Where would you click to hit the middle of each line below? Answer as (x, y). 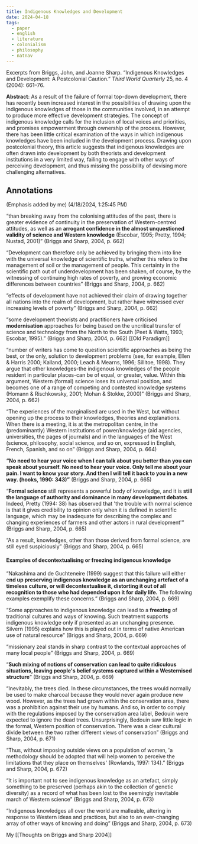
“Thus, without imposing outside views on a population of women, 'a (90, 750)
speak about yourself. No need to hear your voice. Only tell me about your (98, 467)
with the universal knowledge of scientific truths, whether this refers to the (97, 259)
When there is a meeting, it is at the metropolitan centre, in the (82, 424)
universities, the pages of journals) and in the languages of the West (89, 437)
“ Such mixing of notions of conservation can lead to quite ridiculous (91, 664)
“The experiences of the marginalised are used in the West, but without (93, 412)
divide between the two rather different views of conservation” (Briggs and (97, 732)
